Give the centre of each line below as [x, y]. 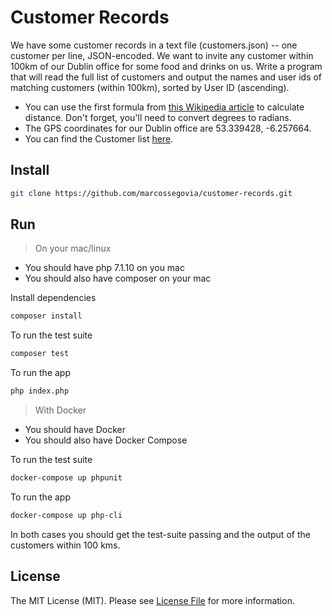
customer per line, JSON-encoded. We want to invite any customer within [162, 55]
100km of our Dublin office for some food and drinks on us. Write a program [166, 66]
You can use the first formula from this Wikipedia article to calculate [164, 107]
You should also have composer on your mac [118, 278]
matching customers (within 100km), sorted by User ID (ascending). [150, 87]
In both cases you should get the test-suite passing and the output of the [160, 534]
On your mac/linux [73, 248]
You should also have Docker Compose [106, 440]
